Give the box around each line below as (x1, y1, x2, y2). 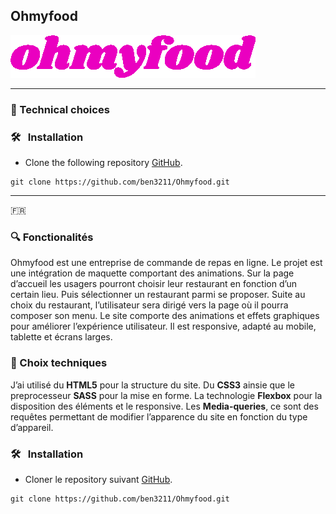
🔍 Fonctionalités (10, 230, 94, 244)
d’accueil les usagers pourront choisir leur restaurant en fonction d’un (10, 278, 298, 290)
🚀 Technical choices (10, 102, 110, 116)
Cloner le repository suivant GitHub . (24, 473, 173, 485)
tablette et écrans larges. (10, 331, 113, 343)
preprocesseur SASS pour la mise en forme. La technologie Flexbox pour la (10, 389, 323, 401)
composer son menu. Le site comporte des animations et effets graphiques (10, 310, 320, 322)
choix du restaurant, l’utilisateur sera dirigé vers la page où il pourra (10, 299, 289, 311)
